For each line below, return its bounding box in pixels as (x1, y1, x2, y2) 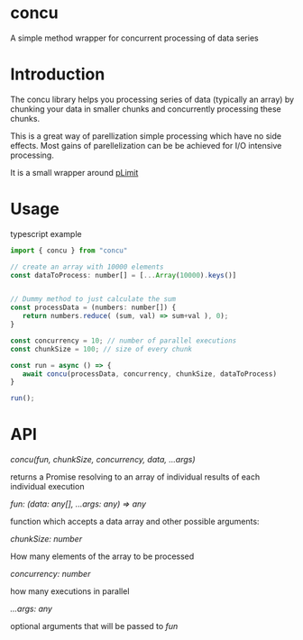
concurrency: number (10, 569, 91, 580)
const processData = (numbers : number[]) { (10, 303, 177, 313)
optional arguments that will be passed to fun (10, 621, 179, 632)
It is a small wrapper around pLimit (10, 167, 139, 178)
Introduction (10, 64, 106, 85)
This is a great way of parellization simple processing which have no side (10, 130, 282, 142)
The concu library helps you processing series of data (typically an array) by (10, 94, 295, 105)
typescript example (10, 228, 82, 239)
